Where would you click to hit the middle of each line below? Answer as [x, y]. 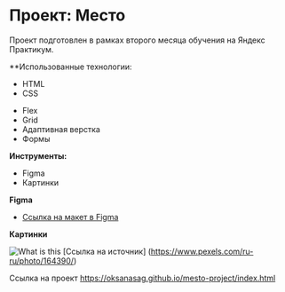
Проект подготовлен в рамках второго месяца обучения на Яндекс [138, 40]
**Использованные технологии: [71, 67]
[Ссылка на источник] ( [107, 251]
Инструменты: [38, 155]
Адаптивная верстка [61, 129]
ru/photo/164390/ [41, 260]
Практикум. [32, 49]
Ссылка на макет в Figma [70, 217]
